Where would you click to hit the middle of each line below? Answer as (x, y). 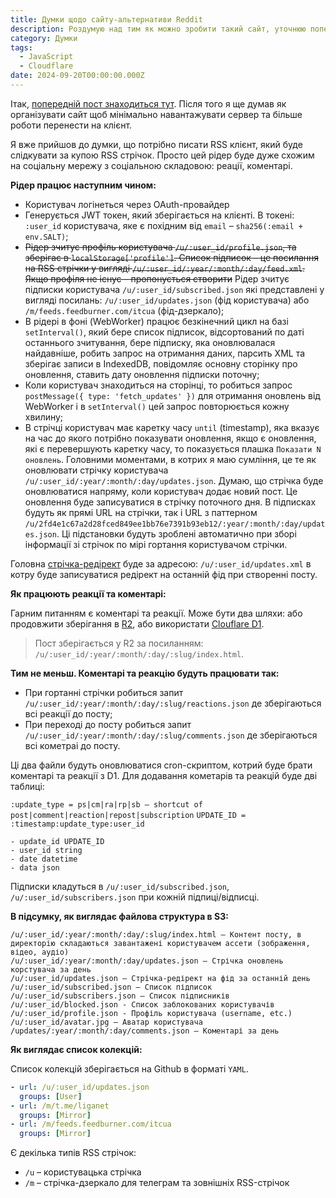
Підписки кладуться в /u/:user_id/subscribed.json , (120, 886)
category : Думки (44, 38)
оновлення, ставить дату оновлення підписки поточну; (142, 374)
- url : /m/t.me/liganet (60, 1106)
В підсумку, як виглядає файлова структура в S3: (119, 916)
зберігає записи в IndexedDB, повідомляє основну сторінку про (161, 363)
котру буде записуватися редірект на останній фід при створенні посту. (164, 574)
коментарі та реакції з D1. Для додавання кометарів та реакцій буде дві (164, 775)
